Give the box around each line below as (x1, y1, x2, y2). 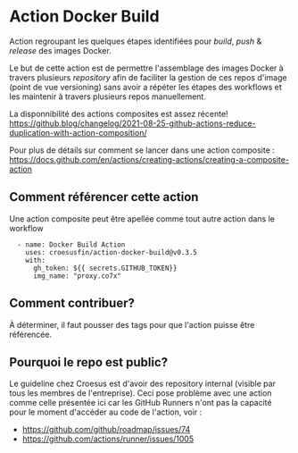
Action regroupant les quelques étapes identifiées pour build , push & (9, 36, 262, 46)
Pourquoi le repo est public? (9, 355, 169, 370)
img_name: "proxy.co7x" (32, 271, 122, 281)
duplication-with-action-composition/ (9, 127, 147, 138)
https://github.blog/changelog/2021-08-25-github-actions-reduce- (9, 118, 256, 129)
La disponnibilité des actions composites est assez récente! (9, 108, 229, 119)
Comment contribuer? (9, 296, 136, 311)
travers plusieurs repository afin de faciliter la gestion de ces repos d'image (9, 71, 287, 82)
